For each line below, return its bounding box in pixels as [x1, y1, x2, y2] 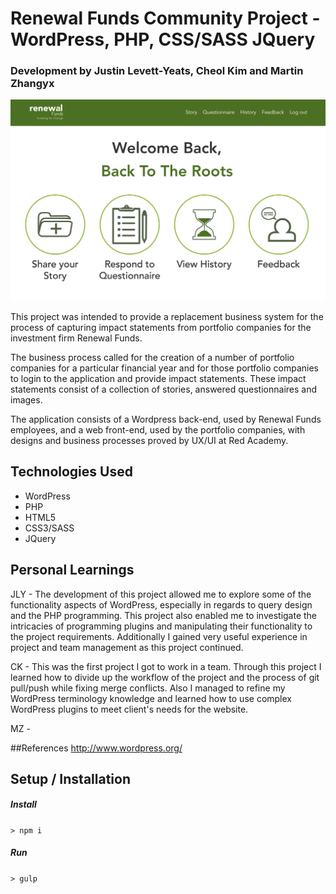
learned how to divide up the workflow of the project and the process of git [10, 671, 320, 683]
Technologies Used [10, 463, 133, 481]
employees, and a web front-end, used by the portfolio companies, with [10, 423, 306, 436]
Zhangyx [10, 77, 55, 91]
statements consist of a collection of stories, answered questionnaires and [10, 383, 317, 395]
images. [10, 393, 43, 406]
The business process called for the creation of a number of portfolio [10, 351, 295, 363]
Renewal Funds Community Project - [10, 7, 321, 30]
